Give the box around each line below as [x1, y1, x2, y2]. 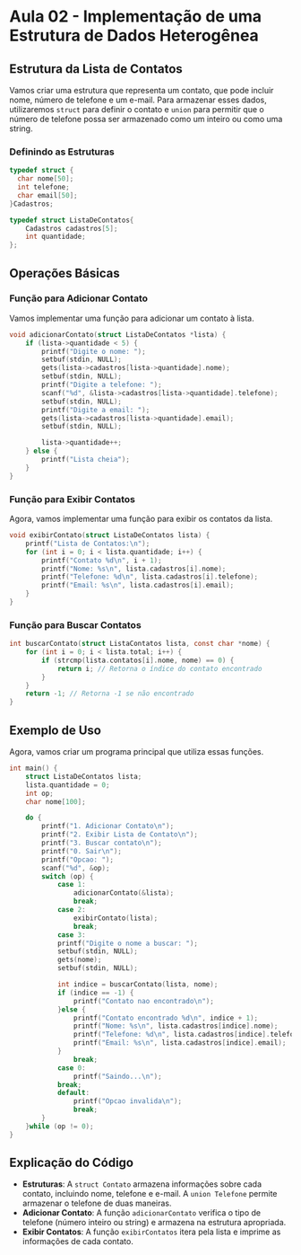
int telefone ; [17, 182, 70, 192]
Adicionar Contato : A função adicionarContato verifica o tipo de [21, 1207, 262, 1218]
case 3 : [56, 930, 87, 940]
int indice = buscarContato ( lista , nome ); [56, 980, 219, 989]
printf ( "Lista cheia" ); [41, 455, 130, 464]
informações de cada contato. [21, 1236, 134, 1247]
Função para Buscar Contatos [9, 618, 142, 631]
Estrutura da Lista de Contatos [9, 61, 184, 76]
